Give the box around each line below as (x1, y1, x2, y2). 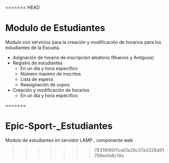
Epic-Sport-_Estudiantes (5, 120, 113, 132)
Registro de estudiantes (12, 60, 63, 66)
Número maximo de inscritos (20, 71, 81, 77)
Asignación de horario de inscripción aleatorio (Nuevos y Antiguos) (12, 54, 154, 60)
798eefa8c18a (94, 152, 124, 158)
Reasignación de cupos (20, 81, 70, 87)
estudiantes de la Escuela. (5, 44, 60, 51)
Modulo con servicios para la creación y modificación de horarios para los (5, 39, 162, 45)
